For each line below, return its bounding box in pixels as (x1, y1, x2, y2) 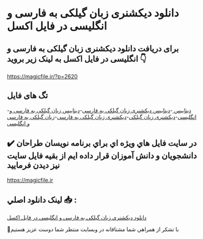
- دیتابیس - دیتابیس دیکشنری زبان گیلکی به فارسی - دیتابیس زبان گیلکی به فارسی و (7, 107, 191, 114)
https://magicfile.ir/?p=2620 (7, 73, 78, 80)
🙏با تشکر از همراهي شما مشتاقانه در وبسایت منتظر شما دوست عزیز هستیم (7, 226, 179, 233)
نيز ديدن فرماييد (7, 160, 60, 171)
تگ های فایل (7, 90, 48, 101)
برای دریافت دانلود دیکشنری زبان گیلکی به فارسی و (7, 43, 179, 54)
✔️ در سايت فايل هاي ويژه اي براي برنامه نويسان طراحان (7, 138, 197, 149)
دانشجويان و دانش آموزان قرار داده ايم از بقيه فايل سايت (7, 151, 197, 161)
